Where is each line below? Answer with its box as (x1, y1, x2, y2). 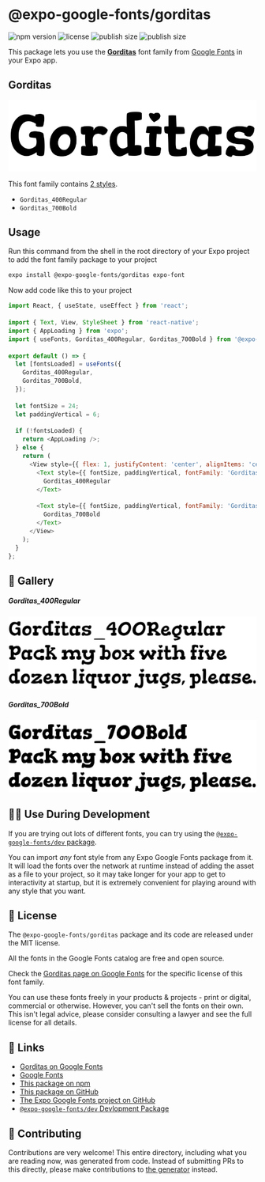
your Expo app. (8, 55, 58, 65)
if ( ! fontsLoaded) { (15, 427, 83, 435)
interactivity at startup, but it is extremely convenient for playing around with (8, 877, 256, 887)
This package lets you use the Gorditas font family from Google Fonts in (8, 47, 243, 56)
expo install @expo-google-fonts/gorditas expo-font (8, 271, 185, 279)
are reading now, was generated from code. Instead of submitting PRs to (8, 1156, 244, 1165)
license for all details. (8, 1018, 77, 1028)
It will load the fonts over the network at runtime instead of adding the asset (8, 861, 255, 870)
